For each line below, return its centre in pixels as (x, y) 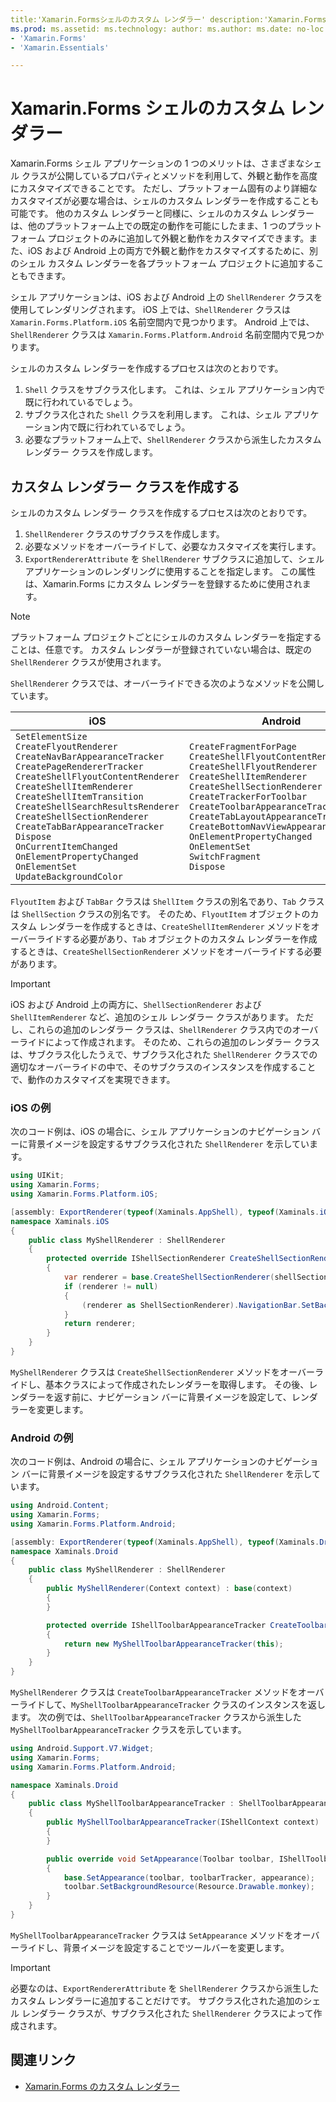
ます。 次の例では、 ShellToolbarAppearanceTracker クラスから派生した (156, 1717)
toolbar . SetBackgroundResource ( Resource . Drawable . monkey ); (189, 1887)
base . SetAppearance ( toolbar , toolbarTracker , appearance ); (189, 1877)
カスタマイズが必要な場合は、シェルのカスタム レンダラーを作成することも (165, 201)
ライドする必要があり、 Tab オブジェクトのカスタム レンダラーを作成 (177, 939)
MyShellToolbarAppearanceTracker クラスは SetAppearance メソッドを (152, 1935)
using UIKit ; (37, 1176)
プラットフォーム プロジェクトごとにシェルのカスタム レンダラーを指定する (166, 637)
